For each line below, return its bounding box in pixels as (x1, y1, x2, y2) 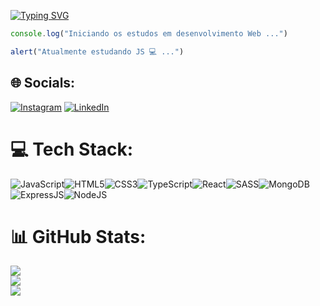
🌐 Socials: (10, 75, 76, 92)
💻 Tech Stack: (10, 138, 134, 160)
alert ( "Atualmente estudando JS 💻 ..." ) (10, 46, 185, 57)
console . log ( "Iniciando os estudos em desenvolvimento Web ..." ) (10, 29, 288, 39)
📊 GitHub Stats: (10, 225, 147, 248)
